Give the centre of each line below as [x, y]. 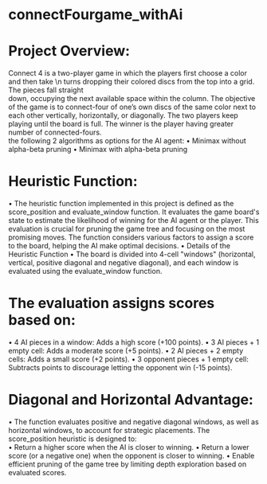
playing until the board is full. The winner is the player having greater [121, 124]
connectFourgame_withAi [96, 15]
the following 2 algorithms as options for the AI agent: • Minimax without [128, 141]
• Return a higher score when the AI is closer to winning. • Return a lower [129, 447]
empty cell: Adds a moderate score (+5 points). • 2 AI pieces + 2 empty [126, 351]
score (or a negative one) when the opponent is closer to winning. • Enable [132, 455]
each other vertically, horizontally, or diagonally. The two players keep [124, 115]
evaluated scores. [37, 472]
